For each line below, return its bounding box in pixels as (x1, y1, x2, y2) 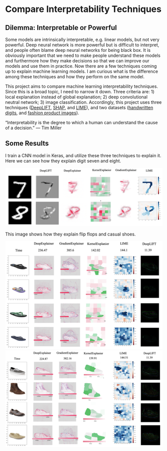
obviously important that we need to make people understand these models (5, 52, 161, 58)
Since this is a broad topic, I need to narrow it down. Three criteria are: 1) (5, 89, 155, 94)
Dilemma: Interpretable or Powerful (5, 23, 117, 32)
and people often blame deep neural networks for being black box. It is (5, 47, 151, 53)
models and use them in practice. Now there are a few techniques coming (5, 63, 157, 69)
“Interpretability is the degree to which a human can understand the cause (5, 120, 158, 125)
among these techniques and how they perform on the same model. (5, 74, 145, 79)
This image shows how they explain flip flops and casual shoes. (5, 231, 136, 237)
